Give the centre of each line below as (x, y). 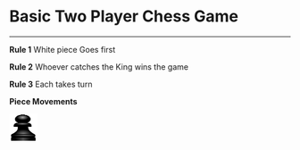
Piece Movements (43, 101)
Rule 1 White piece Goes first (62, 49)
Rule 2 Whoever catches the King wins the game (99, 67)
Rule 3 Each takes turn (51, 84)
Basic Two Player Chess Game (124, 17)
